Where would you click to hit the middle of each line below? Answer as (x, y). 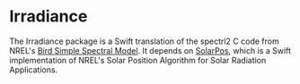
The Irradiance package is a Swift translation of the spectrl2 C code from (145, 41)
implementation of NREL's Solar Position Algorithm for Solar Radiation (138, 60)
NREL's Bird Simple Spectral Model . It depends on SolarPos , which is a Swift (150, 50)
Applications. (34, 70)
